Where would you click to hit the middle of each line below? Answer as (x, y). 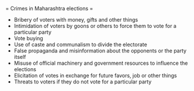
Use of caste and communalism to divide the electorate (80, 44)
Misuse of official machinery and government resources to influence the (101, 63)
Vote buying (28, 38)
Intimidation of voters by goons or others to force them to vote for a (95, 26)
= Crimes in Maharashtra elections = (49, 8)
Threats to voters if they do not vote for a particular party (83, 82)
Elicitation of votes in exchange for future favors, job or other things (95, 76)
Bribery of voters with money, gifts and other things (76, 20)
